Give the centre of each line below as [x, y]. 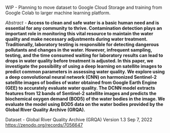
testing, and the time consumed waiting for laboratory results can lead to [84, 55]
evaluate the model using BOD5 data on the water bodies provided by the [84, 104]
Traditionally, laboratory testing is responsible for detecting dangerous [82, 45]
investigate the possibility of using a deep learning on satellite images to [84, 66]
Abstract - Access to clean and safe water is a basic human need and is [82, 23]
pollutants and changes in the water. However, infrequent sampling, [79, 50]
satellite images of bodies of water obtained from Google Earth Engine [81, 82]
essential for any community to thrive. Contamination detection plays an [84, 28]
